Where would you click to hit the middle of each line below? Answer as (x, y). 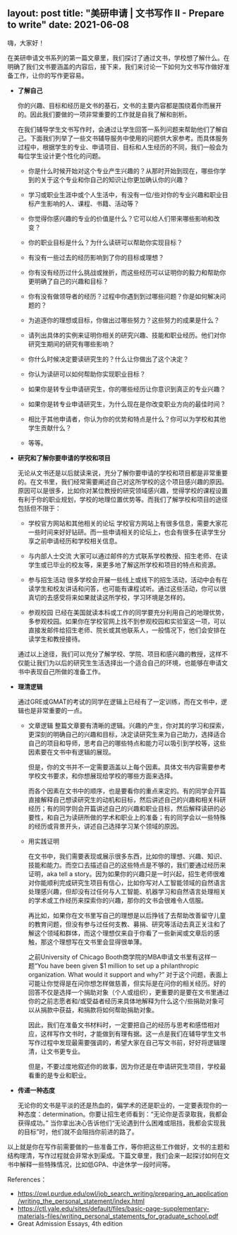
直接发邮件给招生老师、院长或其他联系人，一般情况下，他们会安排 (124, 630)
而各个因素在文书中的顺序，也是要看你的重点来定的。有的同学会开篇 (127, 791)
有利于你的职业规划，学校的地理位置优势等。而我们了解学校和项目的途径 (122, 499)
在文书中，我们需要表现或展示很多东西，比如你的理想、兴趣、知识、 (127, 856)
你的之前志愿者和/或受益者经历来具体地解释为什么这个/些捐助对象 (123, 1001)
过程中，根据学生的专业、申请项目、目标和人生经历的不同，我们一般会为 (122, 147)
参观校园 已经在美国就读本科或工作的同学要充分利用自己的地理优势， (128, 612)
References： (27, 1179)
